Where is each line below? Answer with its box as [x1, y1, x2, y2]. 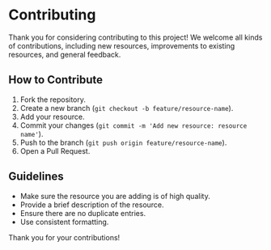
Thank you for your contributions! [8, 232, 121, 242]
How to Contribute [8, 73, 104, 87]
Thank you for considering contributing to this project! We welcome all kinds [8, 32, 263, 42]
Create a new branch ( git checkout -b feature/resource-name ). [19, 103, 234, 112]
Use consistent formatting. [19, 217, 109, 227]
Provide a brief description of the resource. [19, 200, 164, 210]
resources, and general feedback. [8, 49, 121, 59]
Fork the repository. [19, 95, 87, 104]
